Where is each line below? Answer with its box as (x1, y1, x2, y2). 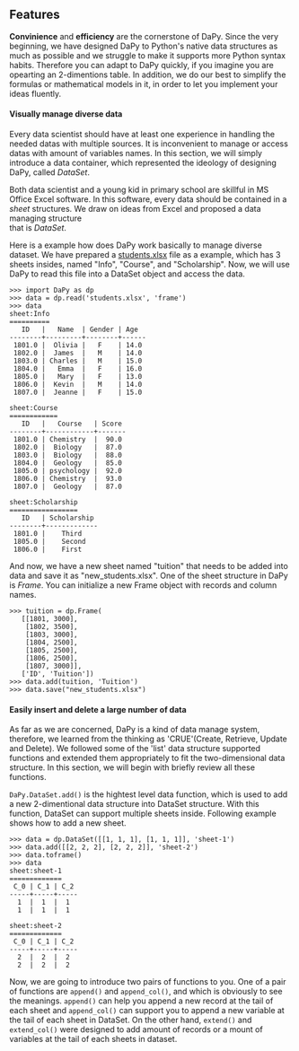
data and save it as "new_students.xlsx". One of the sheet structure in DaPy (9, 570, 289, 582)
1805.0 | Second (13, 538, 87, 547)
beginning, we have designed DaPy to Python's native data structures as (9, 40, 278, 51)
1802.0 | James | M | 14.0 (13, 349, 143, 358)
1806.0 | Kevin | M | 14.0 (13, 381, 143, 390)
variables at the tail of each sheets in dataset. (9, 1034, 178, 1045)
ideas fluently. (9, 88, 62, 99)
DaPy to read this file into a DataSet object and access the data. (9, 268, 245, 279)
